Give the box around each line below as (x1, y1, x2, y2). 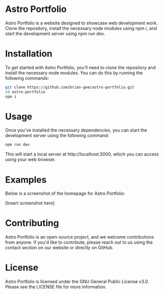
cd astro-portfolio (5, 89, 46, 94)
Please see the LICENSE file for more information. (5, 284, 107, 290)
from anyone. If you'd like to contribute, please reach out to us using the (5, 239, 153, 245)
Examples (5, 174, 47, 185)
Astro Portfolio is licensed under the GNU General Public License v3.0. (5, 279, 149, 285)
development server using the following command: (5, 133, 109, 139)
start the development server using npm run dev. (5, 30, 105, 36)
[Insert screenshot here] (5, 200, 55, 206)
